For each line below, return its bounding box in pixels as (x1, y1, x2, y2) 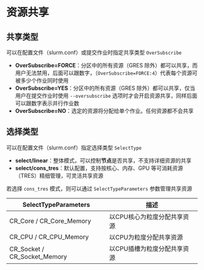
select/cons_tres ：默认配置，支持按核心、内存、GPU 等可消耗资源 (15, 164, 183, 172)
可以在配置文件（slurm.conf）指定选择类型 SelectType (6, 144, 142, 151)
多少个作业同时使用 (20, 77, 69, 84)
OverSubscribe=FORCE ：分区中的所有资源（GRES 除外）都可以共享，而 (15, 62, 198, 69)
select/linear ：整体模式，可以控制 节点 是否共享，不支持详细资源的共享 (15, 157, 192, 164)
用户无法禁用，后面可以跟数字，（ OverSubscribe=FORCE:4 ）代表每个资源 (15, 69, 192, 76)
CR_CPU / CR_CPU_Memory (9, 232, 89, 241)
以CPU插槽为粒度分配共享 (109, 244, 183, 252)
